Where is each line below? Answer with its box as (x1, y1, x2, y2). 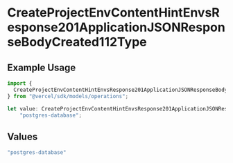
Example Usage (7, 61, 76, 73)
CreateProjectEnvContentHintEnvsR (7, 5, 220, 21)
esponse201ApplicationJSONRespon (7, 19, 225, 35)
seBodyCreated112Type (7, 35, 147, 50)
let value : (7, 105, 39, 112)
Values (7, 131, 38, 142)
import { (7, 80, 33, 87)
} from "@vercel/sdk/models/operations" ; (7, 93, 129, 99)
